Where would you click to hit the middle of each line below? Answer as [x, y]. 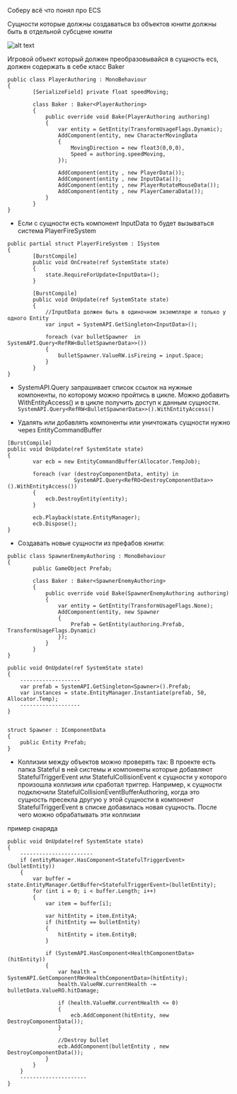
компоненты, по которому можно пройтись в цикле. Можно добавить [123, 395]
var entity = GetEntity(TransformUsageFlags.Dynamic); [140, 129]
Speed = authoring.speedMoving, [118, 154]
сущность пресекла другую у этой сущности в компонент [106, 799]
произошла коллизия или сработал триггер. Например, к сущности [120, 784]
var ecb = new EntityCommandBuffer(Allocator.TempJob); [117, 461]
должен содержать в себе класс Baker [66, 66]
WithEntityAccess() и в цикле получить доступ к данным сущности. [119, 403]
